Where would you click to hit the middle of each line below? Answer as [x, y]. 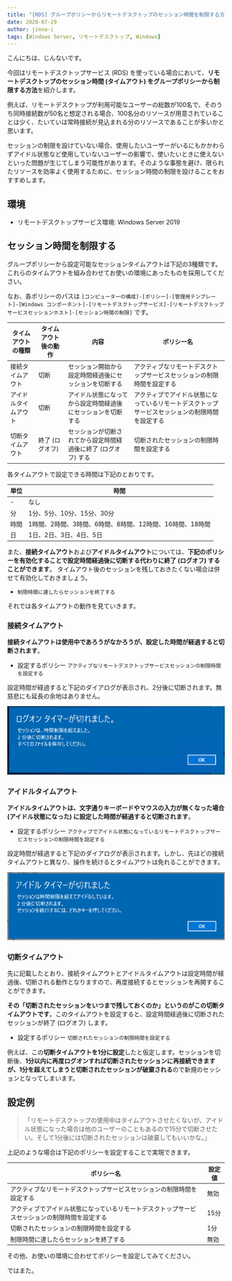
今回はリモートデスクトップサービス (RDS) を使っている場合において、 [108, 73]
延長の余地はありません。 [67, 696]
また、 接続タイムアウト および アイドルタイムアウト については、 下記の [107, 552]
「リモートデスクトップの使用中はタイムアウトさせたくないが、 [115, 1120]
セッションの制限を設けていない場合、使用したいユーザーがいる [98, 146]
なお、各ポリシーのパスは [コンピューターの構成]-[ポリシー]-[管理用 [99, 296]
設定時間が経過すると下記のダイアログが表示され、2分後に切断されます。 [112, 687]
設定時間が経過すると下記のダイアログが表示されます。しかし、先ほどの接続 [116, 853]
